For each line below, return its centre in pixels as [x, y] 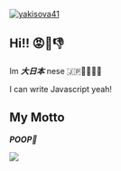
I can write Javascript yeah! [61, 89]
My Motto [37, 118]
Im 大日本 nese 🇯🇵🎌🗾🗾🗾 [56, 71]
